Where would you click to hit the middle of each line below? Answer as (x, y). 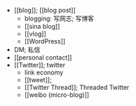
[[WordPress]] (45, 41)
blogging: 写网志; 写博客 (59, 18)
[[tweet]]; (38, 80)
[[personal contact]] (43, 58)
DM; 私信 (27, 49)
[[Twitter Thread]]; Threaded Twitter (77, 87)
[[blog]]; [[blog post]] (45, 10)
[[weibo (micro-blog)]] (57, 95)
